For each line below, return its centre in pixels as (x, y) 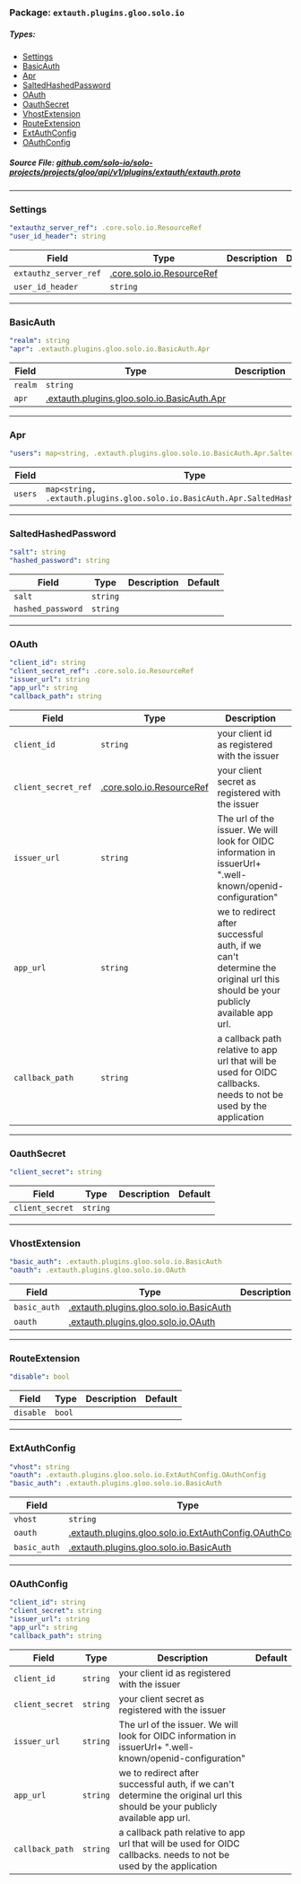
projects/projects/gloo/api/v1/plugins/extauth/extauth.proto (125, 172)
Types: (22, 34)
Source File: (32, 162)
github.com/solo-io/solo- (105, 162)
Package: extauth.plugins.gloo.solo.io (97, 13)
